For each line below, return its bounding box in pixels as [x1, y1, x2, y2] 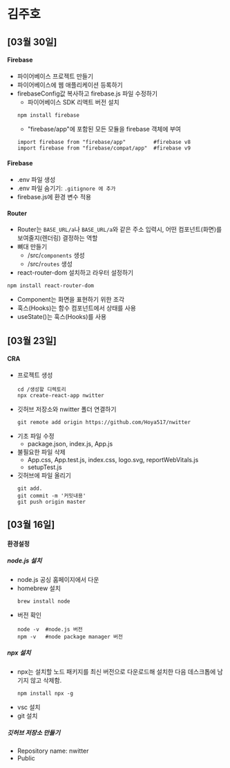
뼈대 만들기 [17, 243, 48, 251]
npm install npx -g [17, 690, 74, 697]
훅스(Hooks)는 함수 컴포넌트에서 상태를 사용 [17, 304, 137, 312]
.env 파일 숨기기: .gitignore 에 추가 [17, 184, 116, 192]
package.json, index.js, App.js [27, 439, 113, 448]
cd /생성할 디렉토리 [17, 385, 67, 393]
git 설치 [17, 711, 38, 720]
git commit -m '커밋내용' [17, 492, 86, 499]
